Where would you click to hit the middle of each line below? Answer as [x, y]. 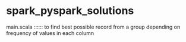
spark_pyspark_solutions [70, 11]
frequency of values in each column [50, 33]
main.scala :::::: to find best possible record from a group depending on [93, 27]
